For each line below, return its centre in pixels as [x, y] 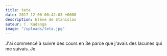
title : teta [18, 10]
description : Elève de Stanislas [41, 19]
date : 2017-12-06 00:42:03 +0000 [41, 15]
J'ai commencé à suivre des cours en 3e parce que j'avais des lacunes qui [84, 43]
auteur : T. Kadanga [26, 24]
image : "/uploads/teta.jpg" [35, 29]
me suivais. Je [20, 49]
